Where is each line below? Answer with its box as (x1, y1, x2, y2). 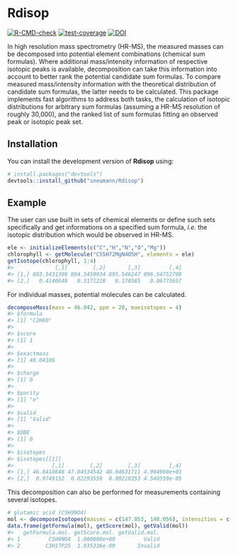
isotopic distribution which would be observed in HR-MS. (7, 230, 174, 239)
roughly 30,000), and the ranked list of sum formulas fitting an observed (7, 110, 218, 118)
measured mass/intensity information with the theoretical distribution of (7, 79, 216, 88)
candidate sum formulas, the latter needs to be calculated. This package (7, 87, 219, 96)
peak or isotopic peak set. (7, 117, 84, 125)
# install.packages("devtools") (7, 170, 103, 178)
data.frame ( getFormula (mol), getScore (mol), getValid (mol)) (7, 522, 189, 529)
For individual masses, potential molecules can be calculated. (7, 290, 187, 298)
